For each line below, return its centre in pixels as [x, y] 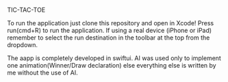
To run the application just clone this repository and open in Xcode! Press [111, 23]
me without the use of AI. [42, 72]
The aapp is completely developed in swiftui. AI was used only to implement [114, 58]
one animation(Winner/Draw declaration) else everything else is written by [112, 65]
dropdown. [23, 45]
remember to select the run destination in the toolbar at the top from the [109, 38]
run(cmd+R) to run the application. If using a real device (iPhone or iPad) [110, 30]
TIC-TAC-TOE [26, 10]
